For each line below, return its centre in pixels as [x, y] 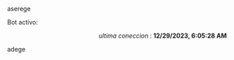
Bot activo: [23, 22]
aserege [19, 9]
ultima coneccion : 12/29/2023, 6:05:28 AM [163, 36]
